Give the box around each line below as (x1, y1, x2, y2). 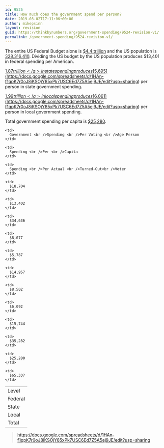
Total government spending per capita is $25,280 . (5, 118, 107, 124)
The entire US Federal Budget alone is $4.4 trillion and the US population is (5, 48, 157, 54)
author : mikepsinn (5, 21, 43, 26)
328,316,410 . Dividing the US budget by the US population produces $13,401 (5, 53, 160, 59)
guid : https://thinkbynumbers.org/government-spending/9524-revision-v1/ (5, 30, 160, 35)
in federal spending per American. (5, 58, 75, 64)
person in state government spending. (5, 84, 82, 89)
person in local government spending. (5, 109, 82, 114)
